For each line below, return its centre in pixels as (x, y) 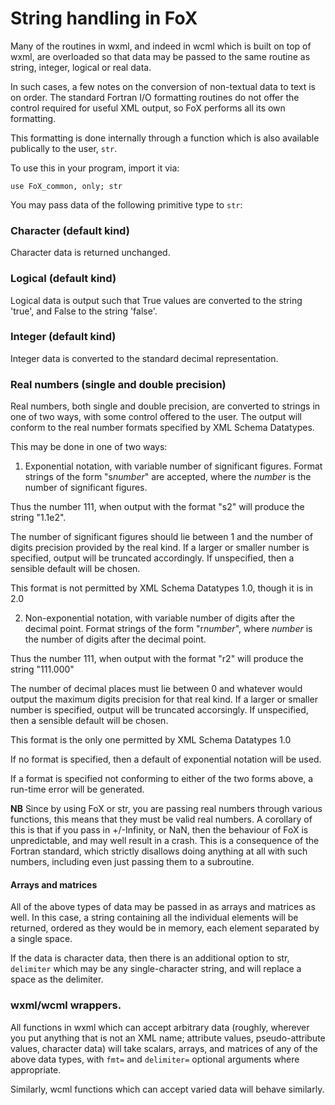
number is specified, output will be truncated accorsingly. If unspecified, (159, 710)
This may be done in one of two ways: (89, 447)
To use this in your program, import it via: (95, 168)
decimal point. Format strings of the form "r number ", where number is (168, 629)
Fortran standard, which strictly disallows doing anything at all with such (159, 851)
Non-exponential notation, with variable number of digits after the (159, 618)
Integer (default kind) (63, 337)
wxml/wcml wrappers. (66, 1005)
